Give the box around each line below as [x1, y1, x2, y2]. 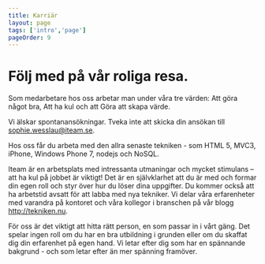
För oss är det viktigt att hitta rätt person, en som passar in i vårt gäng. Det [8, 221, 251, 231]
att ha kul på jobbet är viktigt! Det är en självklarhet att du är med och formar [8, 173, 257, 182]
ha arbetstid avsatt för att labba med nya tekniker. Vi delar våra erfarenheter [8, 190, 255, 199]
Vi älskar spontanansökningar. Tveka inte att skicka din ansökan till [8, 117, 226, 127]
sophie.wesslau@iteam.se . [8, 125, 95, 135]
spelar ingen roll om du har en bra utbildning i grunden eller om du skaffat [8, 230, 248, 240]
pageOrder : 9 [8, 33, 51, 42]
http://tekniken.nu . [8, 206, 69, 216]
